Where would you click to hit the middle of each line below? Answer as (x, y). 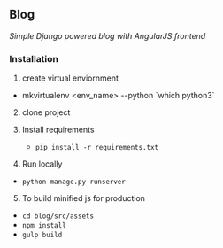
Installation (34, 58)
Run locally (42, 164)
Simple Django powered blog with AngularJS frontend (108, 35)
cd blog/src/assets (58, 216)
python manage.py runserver (73, 182)
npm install (44, 226)
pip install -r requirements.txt (97, 148)
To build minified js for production (84, 198)
